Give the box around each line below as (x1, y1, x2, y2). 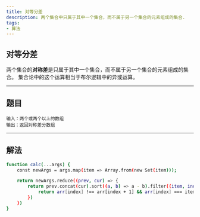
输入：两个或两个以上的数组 (6, 115, 64, 121)
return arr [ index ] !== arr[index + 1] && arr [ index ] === (37, 189, 183, 195)
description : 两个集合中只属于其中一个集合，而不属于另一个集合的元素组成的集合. (6, 14, 186, 20)
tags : (6, 20, 20, 26)
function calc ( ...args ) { (6, 161, 70, 167)
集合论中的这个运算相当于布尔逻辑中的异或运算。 (17, 74, 138, 81)
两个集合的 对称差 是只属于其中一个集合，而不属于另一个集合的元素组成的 (6, 66, 183, 74)
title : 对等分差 (6, 8, 43, 15)
